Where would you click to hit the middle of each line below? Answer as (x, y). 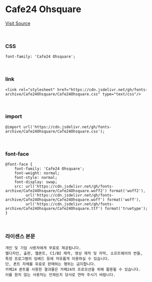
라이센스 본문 (20, 237)
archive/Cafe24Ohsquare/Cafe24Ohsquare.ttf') (54, 209)
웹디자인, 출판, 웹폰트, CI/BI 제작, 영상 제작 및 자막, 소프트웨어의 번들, (74, 254)
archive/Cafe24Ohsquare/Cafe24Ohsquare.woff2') (56, 191)
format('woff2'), (127, 191)
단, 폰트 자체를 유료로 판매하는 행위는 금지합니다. (50, 264)
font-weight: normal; (37, 173)
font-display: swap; (36, 182)
